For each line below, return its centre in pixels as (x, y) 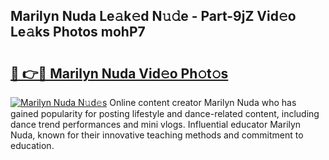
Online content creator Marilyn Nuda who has (203, 102)
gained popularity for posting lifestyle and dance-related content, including (165, 113)
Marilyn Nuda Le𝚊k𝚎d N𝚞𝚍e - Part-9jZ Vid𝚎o (153, 16)
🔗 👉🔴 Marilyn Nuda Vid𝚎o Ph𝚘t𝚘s (119, 73)
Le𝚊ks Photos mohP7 (78, 32)
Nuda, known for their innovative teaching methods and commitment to (157, 135)
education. (32, 145)
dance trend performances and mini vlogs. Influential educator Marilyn (156, 124)
